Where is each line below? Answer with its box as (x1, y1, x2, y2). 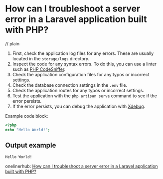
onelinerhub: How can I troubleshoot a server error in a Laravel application (5, 163, 158, 169)
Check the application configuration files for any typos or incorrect (12, 71, 150, 77)
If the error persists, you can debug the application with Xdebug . (12, 103, 146, 109)
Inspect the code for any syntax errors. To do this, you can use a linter (12, 61, 157, 67)
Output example (5, 141, 56, 150)
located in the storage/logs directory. (12, 55, 90, 61)
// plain (5, 40, 20, 46)
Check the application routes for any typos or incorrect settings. (12, 87, 145, 93)
